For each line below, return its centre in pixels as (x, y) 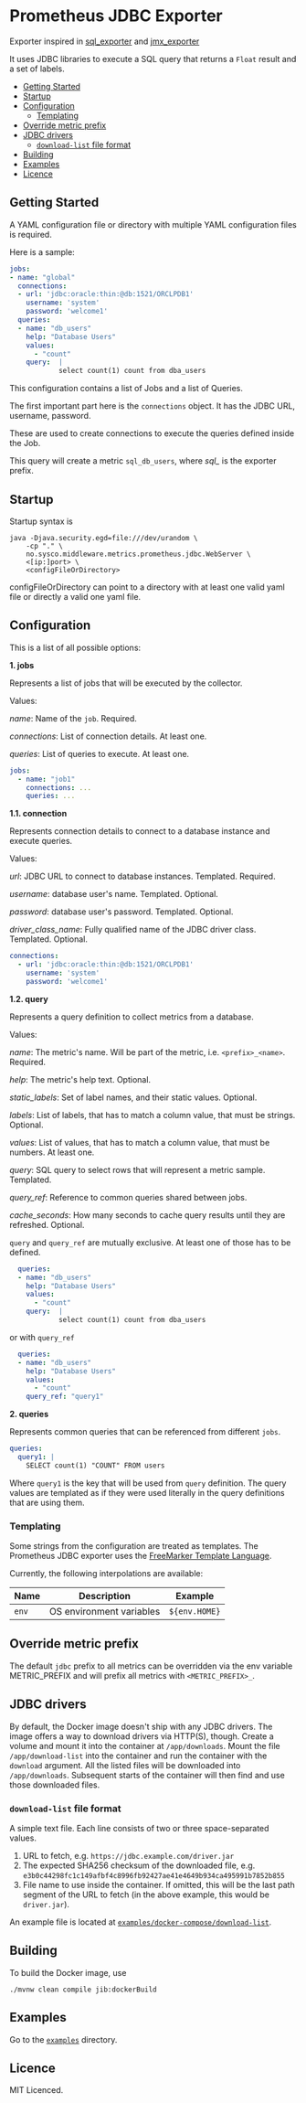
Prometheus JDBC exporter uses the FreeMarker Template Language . (141, 1556)
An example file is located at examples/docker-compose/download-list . (141, 1922)
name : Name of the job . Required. (73, 718)
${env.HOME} (195, 1612)
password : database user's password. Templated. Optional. (121, 912)
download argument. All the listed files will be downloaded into (125, 1765)
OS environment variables (105, 1612)
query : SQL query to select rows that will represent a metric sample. (137, 1169)
